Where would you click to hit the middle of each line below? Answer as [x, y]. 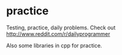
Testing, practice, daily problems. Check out [61, 27]
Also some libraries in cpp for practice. [54, 45]
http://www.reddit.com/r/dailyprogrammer [58, 33]
